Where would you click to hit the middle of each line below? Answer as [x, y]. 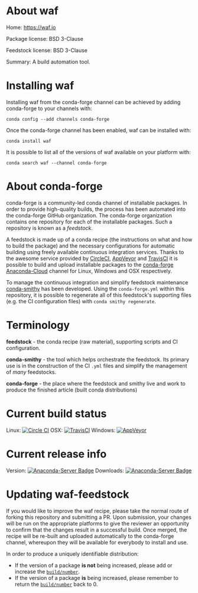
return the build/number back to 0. [56, 584]
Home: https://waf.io [31, 27]
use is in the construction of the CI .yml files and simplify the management [97, 366]
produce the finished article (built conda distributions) [72, 390]
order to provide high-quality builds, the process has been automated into [96, 209]
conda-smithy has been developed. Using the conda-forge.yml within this [95, 289]
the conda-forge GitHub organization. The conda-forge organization [89, 215]
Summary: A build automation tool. [48, 62]
